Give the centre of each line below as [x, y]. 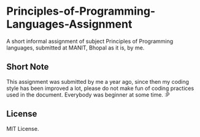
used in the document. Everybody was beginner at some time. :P [88, 94]
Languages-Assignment [69, 24]
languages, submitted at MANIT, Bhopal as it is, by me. [75, 48]
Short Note [28, 67]
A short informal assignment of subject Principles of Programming [90, 41]
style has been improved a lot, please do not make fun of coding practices [100, 88]
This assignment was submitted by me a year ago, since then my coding [98, 81]
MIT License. [23, 128]
